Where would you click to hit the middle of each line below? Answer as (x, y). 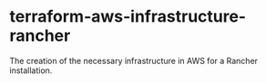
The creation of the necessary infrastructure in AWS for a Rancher (133, 60)
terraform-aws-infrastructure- (128, 17)
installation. (31, 70)
